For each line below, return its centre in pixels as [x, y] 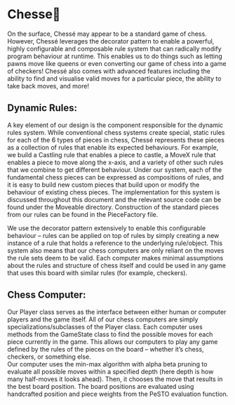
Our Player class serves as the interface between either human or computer [117, 312]
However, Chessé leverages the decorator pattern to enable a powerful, [111, 41]
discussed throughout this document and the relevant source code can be [114, 199]
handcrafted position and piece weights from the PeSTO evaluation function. [118, 394]
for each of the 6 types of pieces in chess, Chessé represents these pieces [116, 140]
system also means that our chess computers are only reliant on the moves [116, 250]
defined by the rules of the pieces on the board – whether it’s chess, [106, 349]
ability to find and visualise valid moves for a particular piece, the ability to [114, 78]
